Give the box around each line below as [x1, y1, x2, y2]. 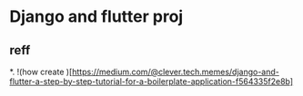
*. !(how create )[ [9, 66, 73, 77]
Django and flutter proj [9, 6, 184, 27]
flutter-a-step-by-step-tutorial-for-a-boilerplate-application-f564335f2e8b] [9, 76, 294, 87]
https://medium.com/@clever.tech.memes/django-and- [71, 66, 280, 77]
